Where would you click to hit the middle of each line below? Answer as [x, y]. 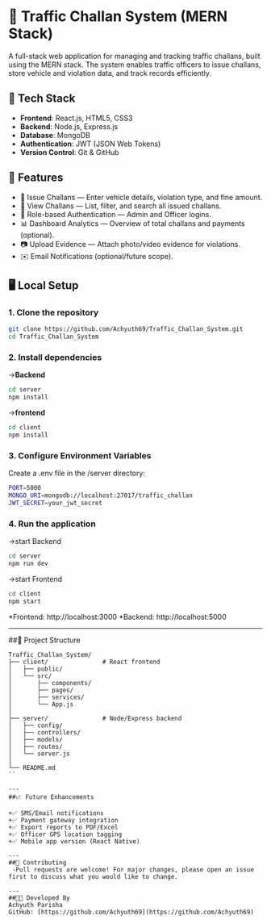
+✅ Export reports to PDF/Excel [63, 827]
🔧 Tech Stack [42, 99]
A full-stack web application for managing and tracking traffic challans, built [134, 56]
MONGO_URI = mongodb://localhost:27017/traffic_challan [101, 495]
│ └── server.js [39, 754]
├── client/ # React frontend [84, 662]
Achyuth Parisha [35, 905]
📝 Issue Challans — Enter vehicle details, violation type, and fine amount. [141, 197]
